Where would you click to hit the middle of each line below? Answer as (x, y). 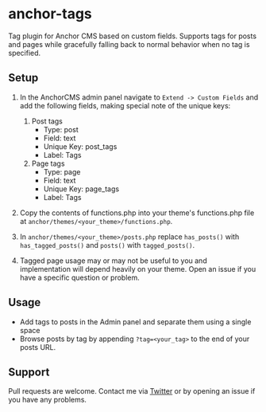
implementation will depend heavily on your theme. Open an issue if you (138, 269)
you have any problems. (48, 400)
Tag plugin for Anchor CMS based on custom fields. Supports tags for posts (132, 36)
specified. (25, 53)
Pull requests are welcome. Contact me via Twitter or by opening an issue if (132, 391)
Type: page (62, 171)
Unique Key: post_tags (80, 146)
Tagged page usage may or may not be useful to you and (114, 261)
